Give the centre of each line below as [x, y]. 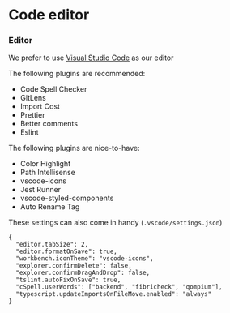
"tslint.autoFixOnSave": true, [68, 280]
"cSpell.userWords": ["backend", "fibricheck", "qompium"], [119, 287]
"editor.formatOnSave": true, [66, 252]
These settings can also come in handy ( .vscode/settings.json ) [115, 223]
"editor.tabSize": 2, [52, 245]
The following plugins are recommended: [77, 74]
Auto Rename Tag [50, 207]
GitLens [33, 98]
